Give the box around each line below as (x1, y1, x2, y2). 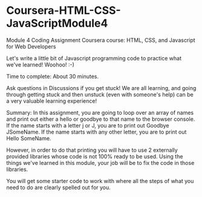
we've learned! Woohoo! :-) (6, 61, 74, 68)
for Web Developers (6, 43, 56, 50)
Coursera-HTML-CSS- (6, 4, 121, 18)
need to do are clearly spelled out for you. (6, 184, 111, 191)
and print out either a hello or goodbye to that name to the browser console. (6, 115, 195, 123)
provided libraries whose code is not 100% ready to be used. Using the (6, 152, 183, 160)
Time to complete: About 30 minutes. (6, 73, 99, 80)
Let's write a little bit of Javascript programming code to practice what (6, 54, 182, 62)
